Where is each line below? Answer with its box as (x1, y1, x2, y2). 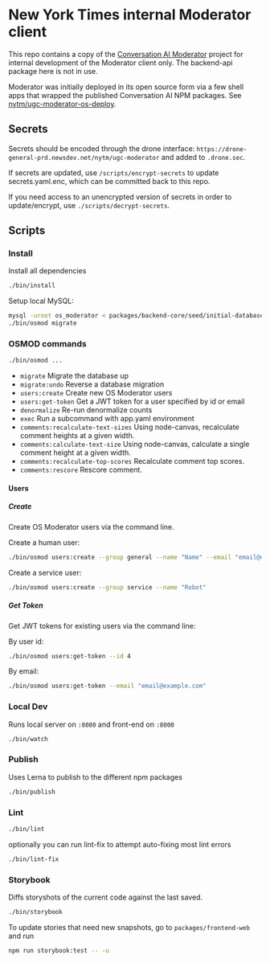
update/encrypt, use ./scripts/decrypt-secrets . (8, 200, 170, 210)
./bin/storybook (8, 908, 63, 916)
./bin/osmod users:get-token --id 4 (8, 652, 131, 660)
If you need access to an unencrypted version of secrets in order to (8, 191, 232, 202)
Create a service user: (8, 568, 82, 577)
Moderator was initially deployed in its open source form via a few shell (8, 82, 243, 92)
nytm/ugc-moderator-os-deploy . (8, 99, 117, 109)
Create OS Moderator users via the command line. (8, 522, 174, 531)
